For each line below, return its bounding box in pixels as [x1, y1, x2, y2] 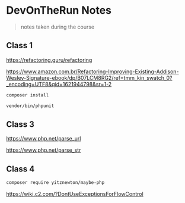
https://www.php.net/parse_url [6, 135, 81, 142]
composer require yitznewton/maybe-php [6, 180, 105, 186]
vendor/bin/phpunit [6, 102, 55, 109]
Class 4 [6, 164, 35, 174]
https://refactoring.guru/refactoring [6, 56, 92, 63]
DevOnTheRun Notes [6, 4, 111, 17]
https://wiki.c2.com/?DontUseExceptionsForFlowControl [6, 190, 143, 197]
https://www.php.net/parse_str [6, 146, 81, 154]
